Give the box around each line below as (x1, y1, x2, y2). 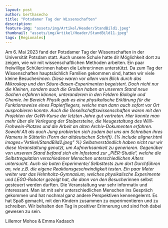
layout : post (5, 7, 32, 12)
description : (5, 21, 32, 26)
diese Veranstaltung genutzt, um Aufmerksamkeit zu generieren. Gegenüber (5, 144, 163, 150)
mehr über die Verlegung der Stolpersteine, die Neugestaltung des (5, 118, 142, 124)
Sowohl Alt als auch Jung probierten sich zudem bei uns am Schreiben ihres (5, 128, 163, 134)
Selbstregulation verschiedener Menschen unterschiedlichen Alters (5, 155, 144, 161)
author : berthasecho (5, 12, 48, 17)
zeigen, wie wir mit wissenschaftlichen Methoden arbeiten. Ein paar (5, 59, 144, 65)
